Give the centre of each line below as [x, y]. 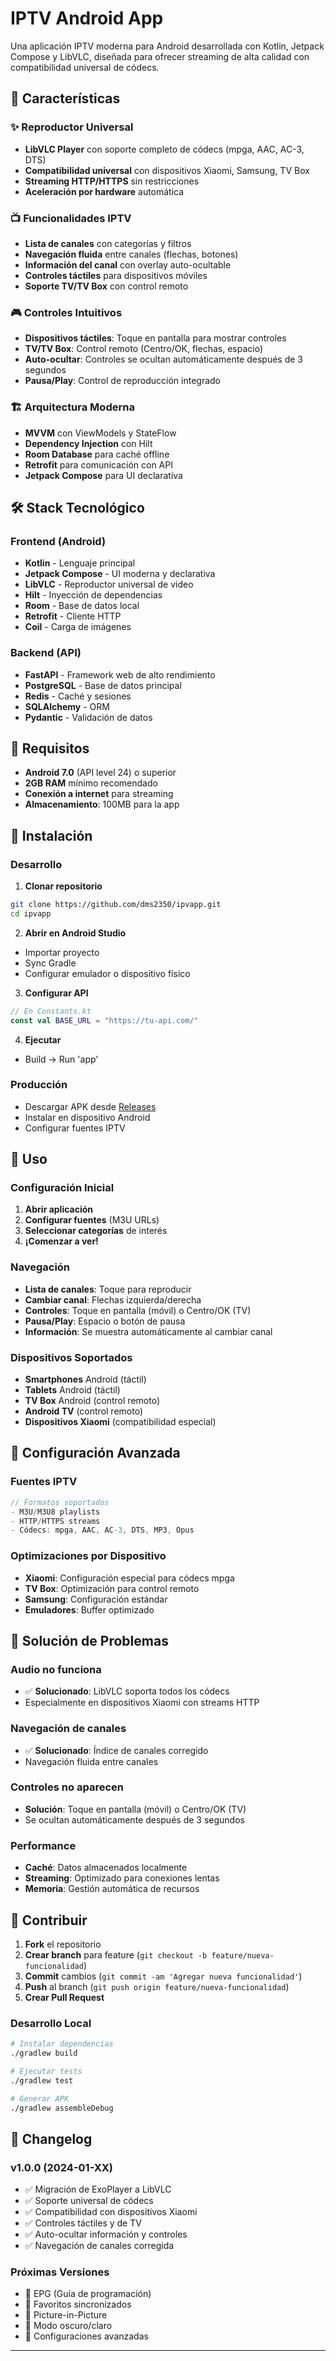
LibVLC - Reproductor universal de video [109, 584]
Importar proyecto [62, 952]
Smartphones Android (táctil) [85, 1379]
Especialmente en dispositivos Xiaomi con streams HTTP [142, 1703]
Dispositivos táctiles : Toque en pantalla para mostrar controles [155, 338]
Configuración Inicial [62, 1188]
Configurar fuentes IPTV [75, 1128]
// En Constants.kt [51, 1011]
